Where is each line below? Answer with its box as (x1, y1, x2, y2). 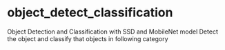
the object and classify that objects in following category (7, 34, 168, 42)
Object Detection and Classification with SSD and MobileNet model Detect (7, 27, 219, 36)
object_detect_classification (7, 5, 173, 21)
